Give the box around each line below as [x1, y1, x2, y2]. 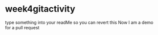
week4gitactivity [5, 3, 76, 15]
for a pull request [5, 24, 40, 30]
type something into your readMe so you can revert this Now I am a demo [5, 19, 154, 25]
